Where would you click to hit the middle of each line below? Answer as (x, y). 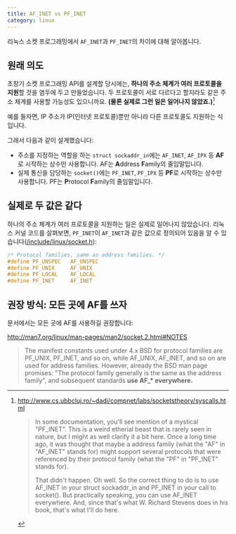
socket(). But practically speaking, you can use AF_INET (116, 495)
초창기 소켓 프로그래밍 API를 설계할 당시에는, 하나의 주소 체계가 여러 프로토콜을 (115, 84)
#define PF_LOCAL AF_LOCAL (52, 275)
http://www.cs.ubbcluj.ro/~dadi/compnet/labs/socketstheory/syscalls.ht (122, 400)
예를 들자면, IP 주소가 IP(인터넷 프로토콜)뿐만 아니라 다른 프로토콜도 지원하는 (112, 116)
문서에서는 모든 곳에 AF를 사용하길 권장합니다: (70, 323)
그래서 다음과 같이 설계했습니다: (51, 140)
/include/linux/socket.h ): (61, 241)
